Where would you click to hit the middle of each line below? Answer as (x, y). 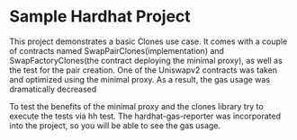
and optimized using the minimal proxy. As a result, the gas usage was (140, 79)
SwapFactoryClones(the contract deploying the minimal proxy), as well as (146, 60)
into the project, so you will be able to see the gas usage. (115, 125)
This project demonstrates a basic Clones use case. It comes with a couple (148, 41)
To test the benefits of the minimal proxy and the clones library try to (136, 106)
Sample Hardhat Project (100, 17)
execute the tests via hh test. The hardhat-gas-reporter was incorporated (145, 116)
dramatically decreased (53, 89)
